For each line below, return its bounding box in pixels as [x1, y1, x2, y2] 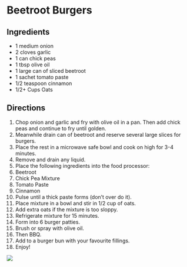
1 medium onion [15, 42, 54, 49]
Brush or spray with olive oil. [15, 224, 85, 232]
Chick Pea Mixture [15, 174, 61, 182]
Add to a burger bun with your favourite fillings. [15, 237, 130, 244]
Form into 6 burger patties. [15, 218, 81, 225]
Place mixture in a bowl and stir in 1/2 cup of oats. [15, 200, 136, 207]
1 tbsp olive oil [15, 61, 50, 68]
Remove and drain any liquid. [15, 156, 86, 163]
